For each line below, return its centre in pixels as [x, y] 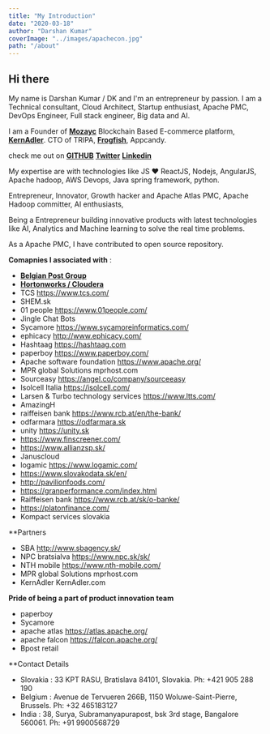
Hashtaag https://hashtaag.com [73, 344]
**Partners [28, 532]
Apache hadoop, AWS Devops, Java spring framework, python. [114, 180]
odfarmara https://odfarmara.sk [73, 421]
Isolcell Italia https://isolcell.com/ [75, 387]
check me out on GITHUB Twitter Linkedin [80, 156]
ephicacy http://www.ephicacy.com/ [81, 335]
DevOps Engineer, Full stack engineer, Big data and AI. [99, 115]
